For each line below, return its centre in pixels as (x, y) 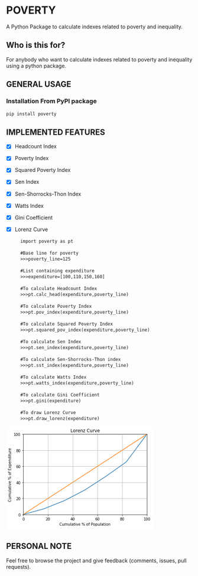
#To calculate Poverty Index (56, 306)
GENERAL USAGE (39, 84)
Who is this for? (36, 45)
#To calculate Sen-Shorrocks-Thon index (71, 359)
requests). (19, 567)
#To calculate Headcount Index (59, 288)
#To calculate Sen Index (51, 341)
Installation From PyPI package (51, 101)
